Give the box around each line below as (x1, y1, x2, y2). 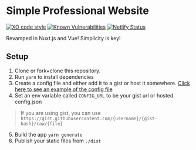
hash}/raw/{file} (20, 121, 63, 127)
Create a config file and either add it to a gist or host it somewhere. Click (14, 79, 190, 86)
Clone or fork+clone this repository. (14, 67, 101, 74)
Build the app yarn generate (14, 131, 83, 138)
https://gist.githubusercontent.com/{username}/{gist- (20, 116, 158, 121)
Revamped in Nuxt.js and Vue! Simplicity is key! (6, 34, 121, 41)
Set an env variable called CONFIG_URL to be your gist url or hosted (14, 92, 174, 99)
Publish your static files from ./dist (14, 137, 102, 144)
